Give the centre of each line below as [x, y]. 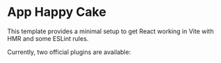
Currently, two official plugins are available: [69, 52]
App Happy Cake [57, 12]
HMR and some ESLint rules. [48, 38]
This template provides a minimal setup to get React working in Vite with [110, 31]
